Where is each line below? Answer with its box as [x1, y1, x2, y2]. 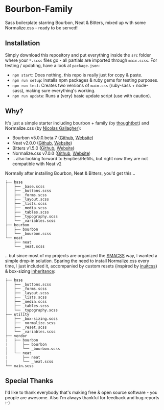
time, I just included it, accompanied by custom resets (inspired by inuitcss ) [5, 263, 158, 269]
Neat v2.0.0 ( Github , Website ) [12, 140, 72, 145]
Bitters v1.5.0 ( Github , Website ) [12, 145, 75, 151]
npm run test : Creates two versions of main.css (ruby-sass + [12, 82, 135, 88]
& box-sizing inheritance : [5, 268, 55, 274]
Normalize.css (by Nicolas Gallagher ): [5, 125, 82, 131]
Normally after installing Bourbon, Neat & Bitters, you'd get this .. [5, 170, 136, 176]
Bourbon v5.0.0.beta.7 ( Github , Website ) [12, 135, 94, 141]
